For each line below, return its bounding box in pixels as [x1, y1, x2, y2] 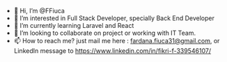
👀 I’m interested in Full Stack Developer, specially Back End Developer [13, 14, 214, 22]
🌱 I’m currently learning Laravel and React [13, 22, 134, 29]
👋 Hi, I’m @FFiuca [13, 7, 65, 15]
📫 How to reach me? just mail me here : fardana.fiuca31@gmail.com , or [13, 37, 220, 45]
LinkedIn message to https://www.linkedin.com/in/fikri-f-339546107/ [13, 47, 211, 55]
